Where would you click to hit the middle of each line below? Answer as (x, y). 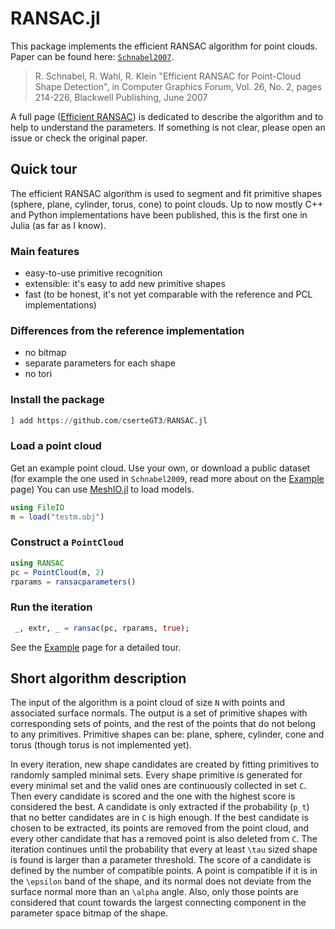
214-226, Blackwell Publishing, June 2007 (121, 97)
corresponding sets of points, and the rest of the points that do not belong (163, 724)
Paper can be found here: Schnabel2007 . (92, 56)
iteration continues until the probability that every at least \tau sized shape (164, 849)
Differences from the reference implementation (127, 330)
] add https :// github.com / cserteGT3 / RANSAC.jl (109, 420)
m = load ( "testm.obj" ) (57, 517)
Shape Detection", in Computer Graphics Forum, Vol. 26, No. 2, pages (178, 86)
